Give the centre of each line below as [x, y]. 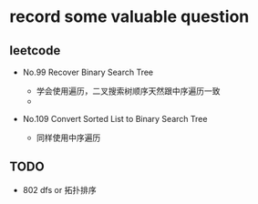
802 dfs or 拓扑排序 [60, 189]
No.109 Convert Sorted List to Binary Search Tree [115, 119]
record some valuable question [129, 17]
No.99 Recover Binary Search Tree [88, 72]
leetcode [35, 51]
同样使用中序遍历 [68, 138]
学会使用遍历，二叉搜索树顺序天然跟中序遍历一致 [128, 91]
